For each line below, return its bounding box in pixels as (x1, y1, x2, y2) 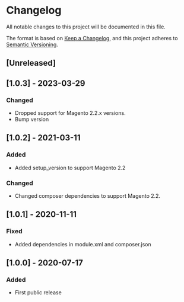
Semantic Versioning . (6, 41, 58, 48)
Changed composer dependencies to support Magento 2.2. (14, 192, 161, 199)
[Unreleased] (6, 58, 56, 68)
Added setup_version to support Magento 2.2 (14, 164, 126, 171)
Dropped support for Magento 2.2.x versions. (14, 110, 126, 117)
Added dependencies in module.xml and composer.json (14, 240, 151, 248)
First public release (14, 289, 62, 296)
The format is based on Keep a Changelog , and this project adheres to (6, 34, 178, 41)
